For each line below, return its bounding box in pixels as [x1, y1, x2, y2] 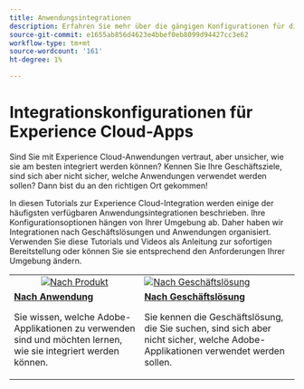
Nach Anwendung [14, 290, 94, 303]
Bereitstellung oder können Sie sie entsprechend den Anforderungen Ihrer [9, 245, 285, 256]
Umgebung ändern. [9, 255, 82, 266]
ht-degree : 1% [9, 55, 63, 64]
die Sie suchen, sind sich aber [144, 322, 271, 335]
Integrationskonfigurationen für [9, 102, 253, 123]
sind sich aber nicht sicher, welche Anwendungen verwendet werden [9, 170, 267, 181]
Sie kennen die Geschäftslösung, [144, 310, 284, 323]
